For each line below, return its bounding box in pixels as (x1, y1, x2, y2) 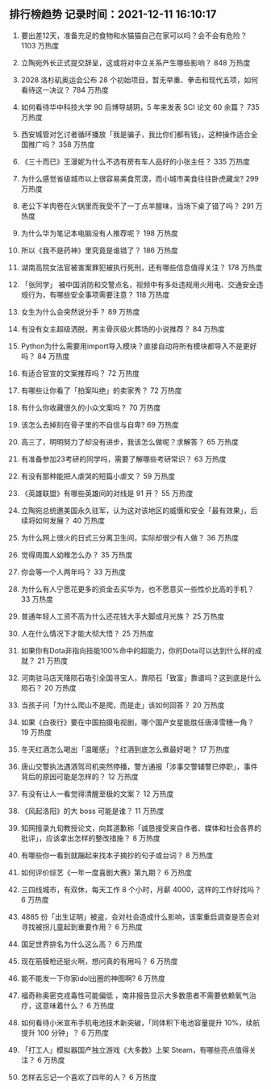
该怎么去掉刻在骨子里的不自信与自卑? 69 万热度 (20, 419, 180, 429)
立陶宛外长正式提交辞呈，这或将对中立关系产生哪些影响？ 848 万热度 (20, 57, 251, 67)
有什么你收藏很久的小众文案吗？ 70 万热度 (20, 403, 161, 412)
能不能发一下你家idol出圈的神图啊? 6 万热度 (20, 973, 166, 983)
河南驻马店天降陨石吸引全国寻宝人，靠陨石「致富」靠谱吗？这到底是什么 (20, 673, 261, 682)
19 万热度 (20, 727, 52, 736)
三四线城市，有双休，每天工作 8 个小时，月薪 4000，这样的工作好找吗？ (20, 884, 261, 894)
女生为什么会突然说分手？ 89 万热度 (20, 307, 140, 316)
